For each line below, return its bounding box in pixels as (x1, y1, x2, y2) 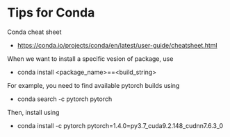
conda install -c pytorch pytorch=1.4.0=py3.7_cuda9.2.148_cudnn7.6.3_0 (17, 121, 224, 129)
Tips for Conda (7, 5, 95, 21)
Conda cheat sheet (7, 28, 62, 36)
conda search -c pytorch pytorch (17, 95, 113, 103)
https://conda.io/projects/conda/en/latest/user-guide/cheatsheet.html (17, 41, 217, 49)
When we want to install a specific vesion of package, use (7, 54, 174, 63)
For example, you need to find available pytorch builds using (7, 81, 180, 89)
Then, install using (7, 108, 60, 116)
